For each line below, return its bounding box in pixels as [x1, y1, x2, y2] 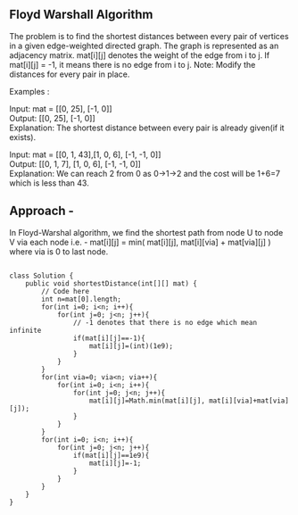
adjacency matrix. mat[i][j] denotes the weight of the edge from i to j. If [9, 49, 270, 61]
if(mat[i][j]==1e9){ [72, 451, 150, 460]
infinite [9, 326, 42, 335]
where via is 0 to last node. [9, 245, 109, 257]
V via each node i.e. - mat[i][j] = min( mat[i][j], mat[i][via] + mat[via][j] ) [9, 237, 271, 247]
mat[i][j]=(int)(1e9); [88, 341, 174, 351]
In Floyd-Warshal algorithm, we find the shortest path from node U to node [9, 227, 284, 237]
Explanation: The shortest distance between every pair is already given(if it [9, 122, 285, 133]
